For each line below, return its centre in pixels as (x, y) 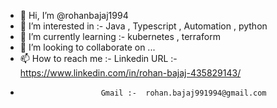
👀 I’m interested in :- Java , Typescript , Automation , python (143, 26)
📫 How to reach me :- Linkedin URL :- (98, 58)
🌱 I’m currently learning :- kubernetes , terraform (120, 36)
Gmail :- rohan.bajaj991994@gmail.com (183, 93)
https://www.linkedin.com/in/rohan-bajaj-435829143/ (130, 73)
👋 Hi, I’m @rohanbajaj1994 (74, 15)
